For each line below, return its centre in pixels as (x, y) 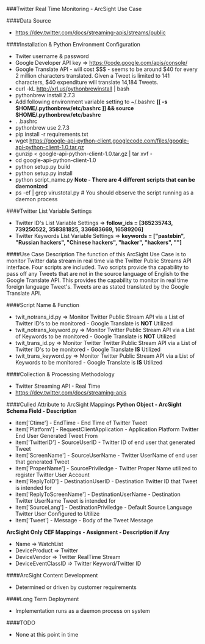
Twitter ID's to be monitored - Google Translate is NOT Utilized (94, 323)
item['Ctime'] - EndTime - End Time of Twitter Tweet (81, 423)
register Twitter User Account (52, 475)
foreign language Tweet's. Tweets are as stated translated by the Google (98, 287)
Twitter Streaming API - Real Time (58, 386)
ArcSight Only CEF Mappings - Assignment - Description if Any (88, 532)
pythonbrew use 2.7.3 (42, 128)
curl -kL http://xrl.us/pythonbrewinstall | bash (72, 89)
